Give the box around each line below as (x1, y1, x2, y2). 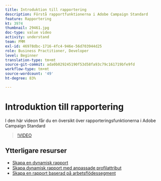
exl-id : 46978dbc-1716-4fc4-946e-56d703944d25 (5, 44, 102, 49)
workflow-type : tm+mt (5, 67, 50, 72)
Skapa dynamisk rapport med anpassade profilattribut (12, 165, 122, 171)
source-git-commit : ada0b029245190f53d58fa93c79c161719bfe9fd (5, 62, 135, 67)
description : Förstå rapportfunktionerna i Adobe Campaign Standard (5, 12, 148, 17)
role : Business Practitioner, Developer (5, 48, 89, 53)
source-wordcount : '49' (5, 71, 54, 76)
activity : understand (5, 35, 50, 40)
